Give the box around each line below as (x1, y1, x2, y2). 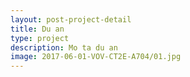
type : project (10, 33, 70, 43)
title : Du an (10, 24, 65, 34)
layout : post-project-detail (10, 14, 132, 25)
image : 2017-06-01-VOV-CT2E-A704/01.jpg (10, 52, 182, 62)
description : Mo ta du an (10, 42, 118, 53)
